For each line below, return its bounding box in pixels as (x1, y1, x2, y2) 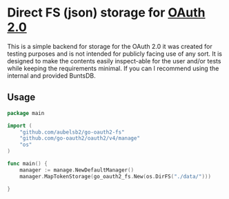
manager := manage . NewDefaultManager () (19, 167, 135, 174)
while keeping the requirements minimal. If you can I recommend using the (7, 64, 219, 72)
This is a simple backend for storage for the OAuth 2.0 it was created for (7, 42, 212, 50)
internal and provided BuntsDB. (7, 71, 96, 80)
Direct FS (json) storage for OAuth (7, 5, 206, 21)
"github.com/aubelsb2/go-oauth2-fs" (19, 129, 126, 136)
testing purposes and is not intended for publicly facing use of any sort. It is (7, 50, 223, 58)
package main (7, 109, 45, 116)
